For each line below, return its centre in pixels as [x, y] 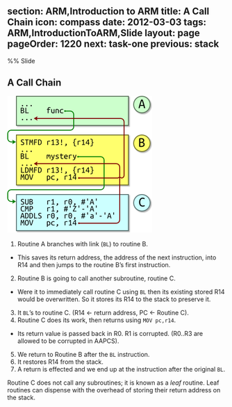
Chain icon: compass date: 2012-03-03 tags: [107, 23]
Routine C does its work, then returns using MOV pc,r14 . [97, 320]
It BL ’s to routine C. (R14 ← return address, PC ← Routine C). [103, 312]
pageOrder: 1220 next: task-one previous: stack [113, 44]
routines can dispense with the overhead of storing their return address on [114, 390]
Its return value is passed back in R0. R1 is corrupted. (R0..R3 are [110, 333]
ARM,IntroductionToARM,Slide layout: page [103, 33]
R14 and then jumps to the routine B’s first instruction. [94, 264]
